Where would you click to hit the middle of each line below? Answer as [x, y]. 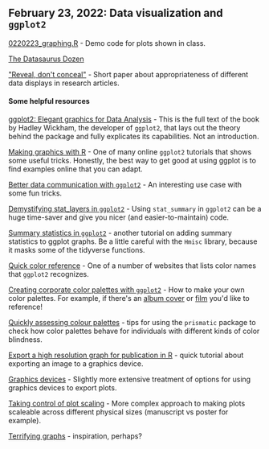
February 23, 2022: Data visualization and [116, 13]
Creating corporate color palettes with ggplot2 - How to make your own [126, 290]
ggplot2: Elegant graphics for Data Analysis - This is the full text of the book [134, 119]
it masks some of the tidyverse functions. [77, 250]
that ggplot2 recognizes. [49, 274]
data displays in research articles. [64, 83]
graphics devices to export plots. [63, 388]
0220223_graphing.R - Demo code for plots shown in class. [107, 43]
